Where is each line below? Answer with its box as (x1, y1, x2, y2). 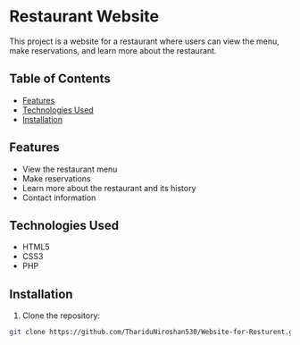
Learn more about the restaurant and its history (21, 182, 196, 193)
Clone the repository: (21, 310, 101, 321)
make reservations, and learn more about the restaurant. (9, 45, 217, 55)
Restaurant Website (9, 6, 159, 27)
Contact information (21, 192, 96, 203)
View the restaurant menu (21, 164, 118, 174)
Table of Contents (9, 72, 112, 87)
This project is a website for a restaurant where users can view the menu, (9, 36, 279, 46)
